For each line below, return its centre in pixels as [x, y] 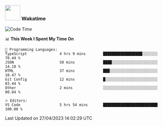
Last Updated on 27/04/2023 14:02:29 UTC [49, 118]
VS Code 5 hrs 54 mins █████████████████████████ [81, 105]
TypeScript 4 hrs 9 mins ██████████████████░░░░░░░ [81, 54]
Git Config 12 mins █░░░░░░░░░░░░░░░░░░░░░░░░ [81, 80]
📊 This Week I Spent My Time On [39, 39]
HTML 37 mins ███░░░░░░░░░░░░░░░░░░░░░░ [81, 71]
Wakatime [34, 18]
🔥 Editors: [16, 101]
